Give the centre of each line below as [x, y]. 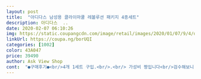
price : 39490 [22, 56]
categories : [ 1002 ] [31, 45]
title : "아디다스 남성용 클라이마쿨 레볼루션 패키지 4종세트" [73, 17]
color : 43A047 [24, 50]
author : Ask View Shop [34, 61]
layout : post [22, 12]
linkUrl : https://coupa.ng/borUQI [49, 39]
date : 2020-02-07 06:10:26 [40, 28]
